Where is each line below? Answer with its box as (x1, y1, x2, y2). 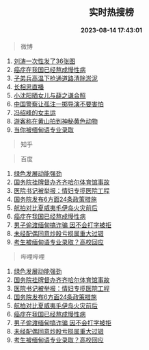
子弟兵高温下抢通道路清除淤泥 (13, 74, 98, 82)
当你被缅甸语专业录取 (13, 126, 74, 134)
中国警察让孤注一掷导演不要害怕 (13, 100, 104, 108)
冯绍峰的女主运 (13, 108, 56, 117)
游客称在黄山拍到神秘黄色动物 (13, 117, 98, 125)
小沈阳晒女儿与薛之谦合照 (13, 91, 86, 100)
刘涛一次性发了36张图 (13, 57, 76, 65)
